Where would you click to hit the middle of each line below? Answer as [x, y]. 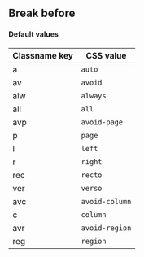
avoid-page [102, 122]
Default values [34, 34]
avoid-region [106, 228]
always [94, 96]
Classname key [43, 55]
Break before [42, 13]
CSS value [106, 55]
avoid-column [106, 201]
